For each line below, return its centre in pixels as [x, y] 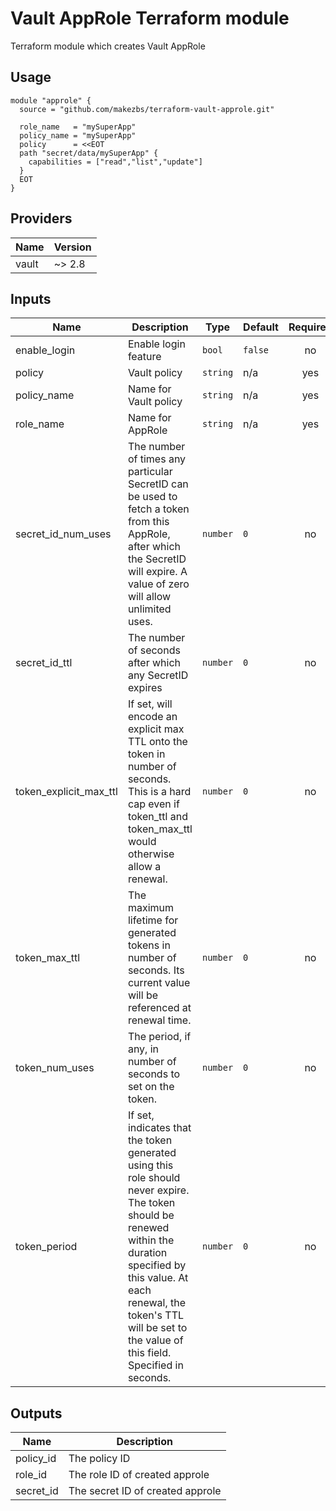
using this [150, 1165]
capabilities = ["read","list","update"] [115, 162]
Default [261, 327]
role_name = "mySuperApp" [78, 127]
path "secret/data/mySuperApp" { [89, 153]
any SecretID [158, 675]
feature [144, 357]
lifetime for [153, 920]
